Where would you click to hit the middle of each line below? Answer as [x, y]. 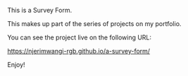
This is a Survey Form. [40, 10]
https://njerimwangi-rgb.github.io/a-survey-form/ [79, 51]
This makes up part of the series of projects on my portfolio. [94, 24]
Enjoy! [17, 65]
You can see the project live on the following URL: [80, 37]
